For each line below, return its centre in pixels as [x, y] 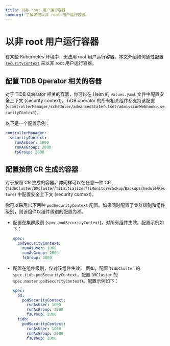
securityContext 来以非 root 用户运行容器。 [51, 63]
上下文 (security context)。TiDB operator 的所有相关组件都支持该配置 [82, 101]
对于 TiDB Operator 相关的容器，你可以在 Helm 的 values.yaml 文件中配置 [82, 94]
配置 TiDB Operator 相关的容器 [54, 81]
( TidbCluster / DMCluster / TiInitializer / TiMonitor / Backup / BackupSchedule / [82, 188]
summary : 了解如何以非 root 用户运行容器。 [47, 15]
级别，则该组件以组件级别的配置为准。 [45, 212]
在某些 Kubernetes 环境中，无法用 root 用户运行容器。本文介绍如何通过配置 [85, 57]
